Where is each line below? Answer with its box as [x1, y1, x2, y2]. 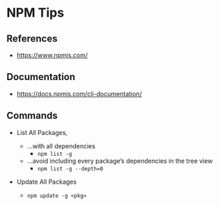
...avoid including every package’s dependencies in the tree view [26, 157, 213, 165]
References [6, 33, 58, 45]
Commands [6, 110, 58, 122]
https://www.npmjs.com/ [16, 51, 88, 59]
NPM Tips [6, 5, 64, 21]
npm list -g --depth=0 [37, 165, 104, 172]
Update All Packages [16, 177, 77, 186]
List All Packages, [16, 128, 68, 136]
